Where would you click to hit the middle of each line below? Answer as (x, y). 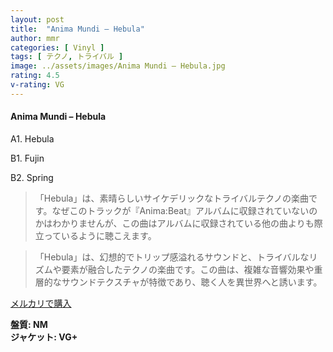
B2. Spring (32, 177)
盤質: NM (29, 324)
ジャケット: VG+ (44, 337)
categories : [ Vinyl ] (57, 47)
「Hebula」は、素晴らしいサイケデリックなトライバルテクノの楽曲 (172, 198)
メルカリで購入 (41, 303)
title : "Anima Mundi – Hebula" (77, 29)
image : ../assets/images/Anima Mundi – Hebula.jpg (118, 66)
